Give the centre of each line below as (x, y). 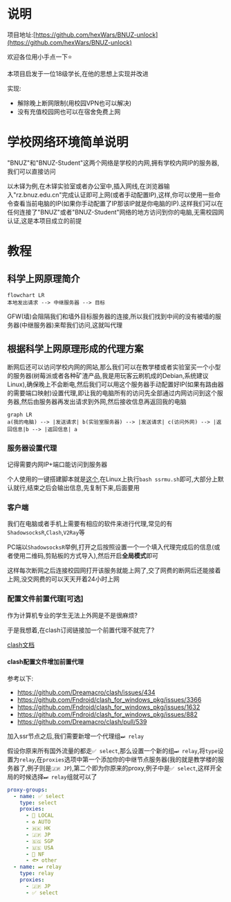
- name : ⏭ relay (38, 867)
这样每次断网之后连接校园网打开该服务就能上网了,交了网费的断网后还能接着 (114, 570)
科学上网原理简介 (44, 279)
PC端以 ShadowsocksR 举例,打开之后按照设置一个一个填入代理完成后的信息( (111, 547)
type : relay (37, 874)
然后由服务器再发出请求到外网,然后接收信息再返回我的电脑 (104, 402)
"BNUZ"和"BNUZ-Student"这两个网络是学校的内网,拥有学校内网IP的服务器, (113, 163)
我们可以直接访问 (31, 171)
